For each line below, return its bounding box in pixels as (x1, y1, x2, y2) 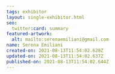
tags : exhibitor (6, 8, 47, 15)
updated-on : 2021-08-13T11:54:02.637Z (6, 53, 104, 59)
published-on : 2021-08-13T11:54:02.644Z (6, 58, 110, 64)
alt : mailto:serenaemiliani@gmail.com (11, 36, 110, 42)
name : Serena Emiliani (6, 42, 63, 48)
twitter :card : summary (11, 25, 69, 32)
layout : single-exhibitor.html (6, 14, 85, 20)
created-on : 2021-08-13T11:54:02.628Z (6, 48, 104, 54)
